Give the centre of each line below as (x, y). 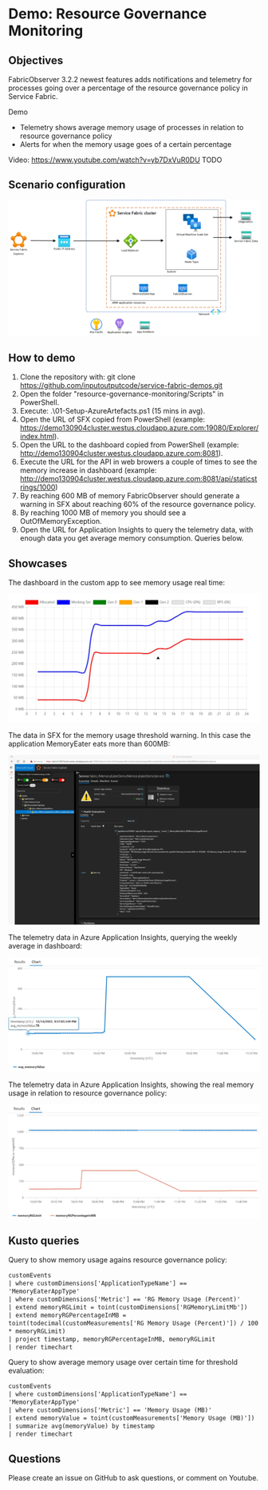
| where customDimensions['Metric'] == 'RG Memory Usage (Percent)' (124, 1300)
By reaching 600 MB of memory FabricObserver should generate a (130, 496)
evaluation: (26, 1371)
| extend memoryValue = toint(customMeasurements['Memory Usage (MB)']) (132, 1418)
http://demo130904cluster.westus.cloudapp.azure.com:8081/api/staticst (138, 479)
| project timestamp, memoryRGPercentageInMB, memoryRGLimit (112, 1339)
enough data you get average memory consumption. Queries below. (132, 538)
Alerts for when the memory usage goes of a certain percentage (126, 144)
